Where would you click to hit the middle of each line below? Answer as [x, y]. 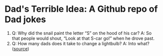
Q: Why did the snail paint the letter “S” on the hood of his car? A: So [81, 33]
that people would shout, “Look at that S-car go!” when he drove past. [83, 38]
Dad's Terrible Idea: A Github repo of [81, 9]
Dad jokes [25, 19]
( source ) [20, 49]
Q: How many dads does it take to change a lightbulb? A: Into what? [81, 43]
